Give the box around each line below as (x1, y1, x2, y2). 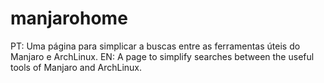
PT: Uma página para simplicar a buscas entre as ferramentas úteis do (10, 40, 301, 52)
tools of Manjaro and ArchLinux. (10, 61, 143, 73)
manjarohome (10, 7, 128, 30)
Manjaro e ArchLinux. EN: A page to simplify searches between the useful (10, 50, 315, 62)
